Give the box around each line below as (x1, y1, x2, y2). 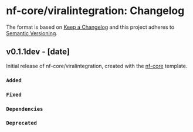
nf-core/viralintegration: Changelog (6, 4, 185, 18)
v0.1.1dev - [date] (6, 47, 70, 57)
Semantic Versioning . (6, 29, 57, 36)
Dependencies (6, 106, 43, 112)
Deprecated (6, 120, 37, 127)
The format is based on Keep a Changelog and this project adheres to (6, 23, 175, 31)
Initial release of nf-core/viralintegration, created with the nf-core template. (6, 62, 188, 69)
